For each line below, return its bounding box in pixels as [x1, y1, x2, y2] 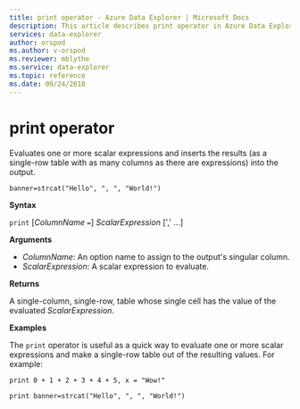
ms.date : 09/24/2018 [9, 79, 87, 88]
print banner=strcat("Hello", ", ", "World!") [9, 391, 186, 400]
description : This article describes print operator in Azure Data [9, 21, 266, 30]
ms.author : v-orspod [9, 46, 87, 55]
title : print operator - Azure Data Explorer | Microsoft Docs [9, 13, 250, 22]
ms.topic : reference [9, 71, 87, 80]
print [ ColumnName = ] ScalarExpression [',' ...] [9, 216, 184, 228]
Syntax [9, 199, 37, 210]
